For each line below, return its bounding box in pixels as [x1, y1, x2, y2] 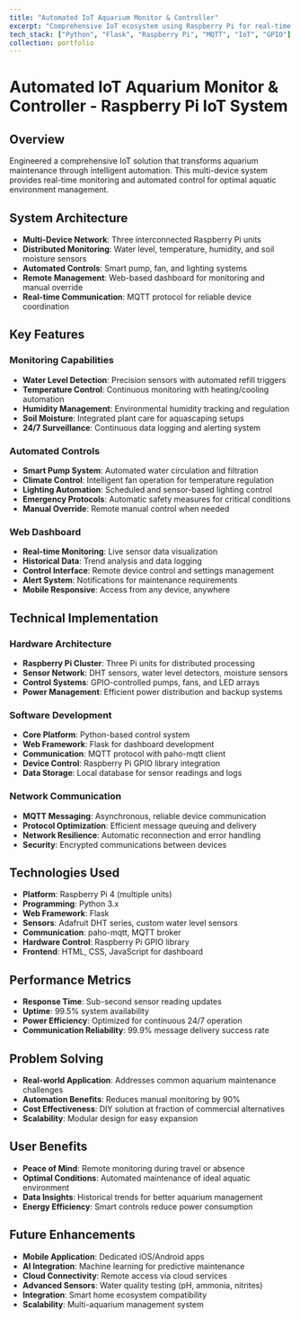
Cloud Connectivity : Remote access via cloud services [22, 1270, 227, 1281]
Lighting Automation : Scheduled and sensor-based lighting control [22, 485, 272, 495]
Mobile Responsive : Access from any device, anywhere [22, 584, 231, 595]
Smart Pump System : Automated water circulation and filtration [22, 465, 259, 477]
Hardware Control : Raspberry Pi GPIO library [22, 937, 190, 948]
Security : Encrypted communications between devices [22, 839, 227, 850]
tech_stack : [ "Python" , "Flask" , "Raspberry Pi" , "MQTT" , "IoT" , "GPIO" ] [9, 30, 292, 39]
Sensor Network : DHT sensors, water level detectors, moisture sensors [22, 667, 288, 679]
